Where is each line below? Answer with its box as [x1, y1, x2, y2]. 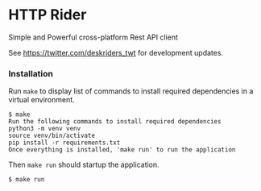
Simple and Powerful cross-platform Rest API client [8, 32, 179, 42]
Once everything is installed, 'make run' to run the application [8, 146, 236, 154]
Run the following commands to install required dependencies [8, 118, 222, 126]
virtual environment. [8, 95, 75, 105]
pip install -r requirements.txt [8, 139, 121, 147]
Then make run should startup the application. [8, 160, 159, 170]
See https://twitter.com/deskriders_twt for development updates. [8, 48, 224, 57]
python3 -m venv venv [8, 125, 81, 133]
